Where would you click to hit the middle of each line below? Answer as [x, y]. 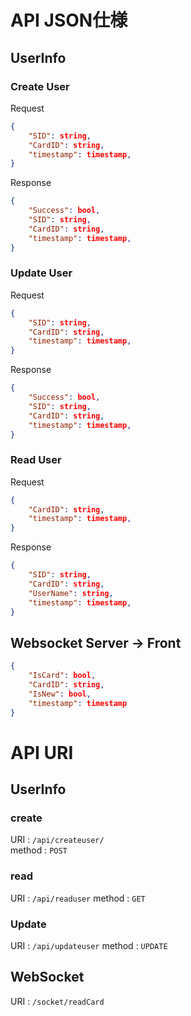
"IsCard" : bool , [62, 676]
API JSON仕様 [69, 20]
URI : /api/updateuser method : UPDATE [89, 945]
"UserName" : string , [71, 593]
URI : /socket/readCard [57, 1001]
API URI [42, 752]
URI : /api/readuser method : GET [78, 898]
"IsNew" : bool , [60, 694]
